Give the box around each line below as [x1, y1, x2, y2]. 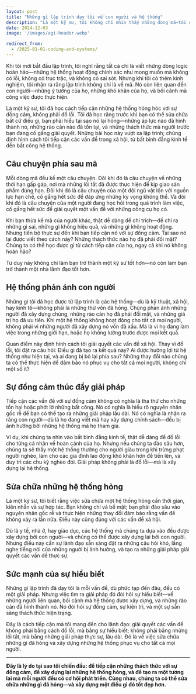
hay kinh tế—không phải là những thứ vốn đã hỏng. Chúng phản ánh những [6, 304, 187, 311]
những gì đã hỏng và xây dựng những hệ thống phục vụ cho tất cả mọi [6, 639, 176, 646]
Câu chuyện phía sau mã [6, 159, 97, 169]
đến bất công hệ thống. [6, 141, 62, 149]
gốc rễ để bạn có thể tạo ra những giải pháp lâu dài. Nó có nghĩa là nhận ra [6, 410, 186, 417]
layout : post [6, 8, 38, 15]
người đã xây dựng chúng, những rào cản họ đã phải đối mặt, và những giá [6, 310, 185, 317]
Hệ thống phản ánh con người [6, 282, 116, 292]
